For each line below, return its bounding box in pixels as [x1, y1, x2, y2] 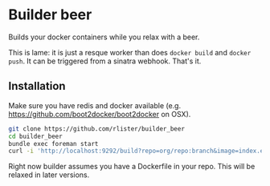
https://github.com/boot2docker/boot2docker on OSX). [8, 109, 191, 119]
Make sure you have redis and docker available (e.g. [8, 100, 182, 110]
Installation [8, 79, 66, 93]
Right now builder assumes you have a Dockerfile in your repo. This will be [8, 162, 256, 172]
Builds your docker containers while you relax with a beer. [8, 32, 200, 42]
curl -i [8, 147, 35, 156]
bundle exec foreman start [8, 139, 99, 148]
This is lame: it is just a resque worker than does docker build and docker [8, 47, 252, 57]
